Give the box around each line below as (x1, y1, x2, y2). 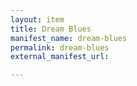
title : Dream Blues (10, 24, 92, 34)
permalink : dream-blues (10, 42, 110, 53)
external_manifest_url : (10, 52, 110, 62)
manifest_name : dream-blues (10, 33, 128, 43)
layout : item (10, 14, 65, 25)
